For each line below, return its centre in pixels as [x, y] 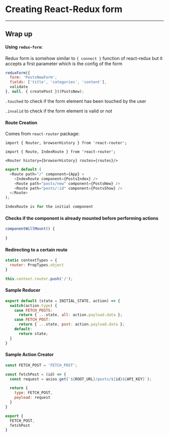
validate [19, 87]
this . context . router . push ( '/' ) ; [39, 279]
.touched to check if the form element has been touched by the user [76, 101]
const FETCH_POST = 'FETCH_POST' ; [41, 365]
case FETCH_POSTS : [33, 310]
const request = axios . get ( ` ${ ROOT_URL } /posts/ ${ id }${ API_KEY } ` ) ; [81, 379]
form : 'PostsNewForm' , [33, 77]
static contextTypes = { [31, 260]
